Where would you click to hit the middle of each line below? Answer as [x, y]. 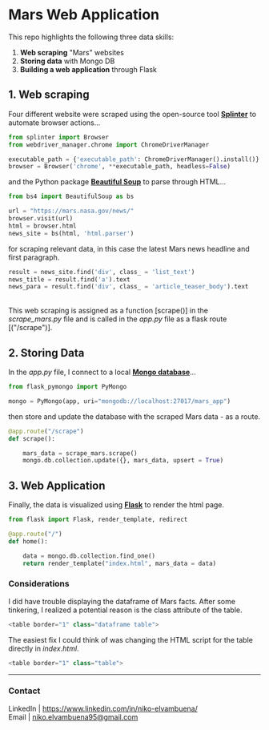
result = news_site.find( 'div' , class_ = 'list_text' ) [102, 272]
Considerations [39, 584]
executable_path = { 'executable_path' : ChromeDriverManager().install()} [134, 159]
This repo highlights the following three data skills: [91, 37]
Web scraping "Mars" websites [72, 52]
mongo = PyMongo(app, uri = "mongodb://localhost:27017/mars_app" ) [119, 401]
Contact [24, 691]
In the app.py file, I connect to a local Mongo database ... [102, 372]
